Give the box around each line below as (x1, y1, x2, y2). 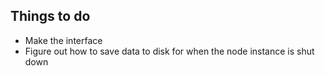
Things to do (10, 8, 91, 25)
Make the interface (24, 34, 103, 46)
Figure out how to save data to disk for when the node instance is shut (24, 45, 315, 57)
